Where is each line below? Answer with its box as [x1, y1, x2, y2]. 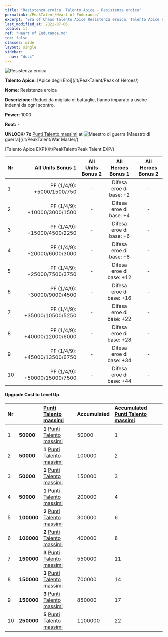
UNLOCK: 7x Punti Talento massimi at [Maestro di [5, 131, 151, 137]
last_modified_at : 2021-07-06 [5, 21, 68, 27]
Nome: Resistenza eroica [5, 87, 57, 93]
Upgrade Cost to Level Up [5, 391, 59, 397]
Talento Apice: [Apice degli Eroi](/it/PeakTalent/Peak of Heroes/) [5, 77, 139, 83]
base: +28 [107, 336, 132, 343]
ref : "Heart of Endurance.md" [5, 31, 68, 36]
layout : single [5, 45, 37, 50]
